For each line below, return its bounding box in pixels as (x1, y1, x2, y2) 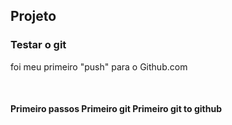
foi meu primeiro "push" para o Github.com (10, 60, 188, 73)
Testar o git (10, 38, 67, 52)
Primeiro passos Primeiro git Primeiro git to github (10, 103, 223, 115)
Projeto (10, 8, 57, 25)
